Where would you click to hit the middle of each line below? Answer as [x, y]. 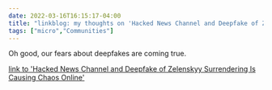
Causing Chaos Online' [47, 78]
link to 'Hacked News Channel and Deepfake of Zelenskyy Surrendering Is [132, 69]
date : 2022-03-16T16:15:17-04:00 [65, 16]
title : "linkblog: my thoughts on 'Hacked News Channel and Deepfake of [134, 23]
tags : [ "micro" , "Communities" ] [61, 31]
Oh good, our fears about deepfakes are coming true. [98, 54]
